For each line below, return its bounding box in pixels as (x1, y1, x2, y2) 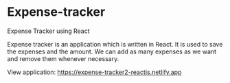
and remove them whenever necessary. (7, 54, 119, 62)
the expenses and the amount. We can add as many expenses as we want (7, 47, 217, 56)
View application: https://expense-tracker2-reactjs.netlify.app (7, 68, 182, 76)
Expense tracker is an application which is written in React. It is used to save (7, 40, 223, 48)
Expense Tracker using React (7, 27, 91, 35)
